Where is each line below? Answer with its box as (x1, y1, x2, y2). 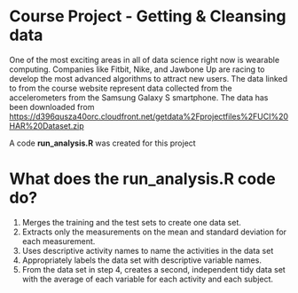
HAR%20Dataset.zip (9, 120, 84, 131)
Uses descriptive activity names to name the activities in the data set (21, 245, 274, 256)
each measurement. (21, 235, 96, 246)
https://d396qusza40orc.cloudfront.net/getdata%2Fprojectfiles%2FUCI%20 (9, 111, 289, 122)
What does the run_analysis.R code (9, 169, 277, 189)
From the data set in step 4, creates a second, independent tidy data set (21, 264, 286, 274)
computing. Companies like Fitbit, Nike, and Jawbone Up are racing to (9, 64, 265, 75)
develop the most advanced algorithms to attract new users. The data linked (9, 73, 288, 83)
